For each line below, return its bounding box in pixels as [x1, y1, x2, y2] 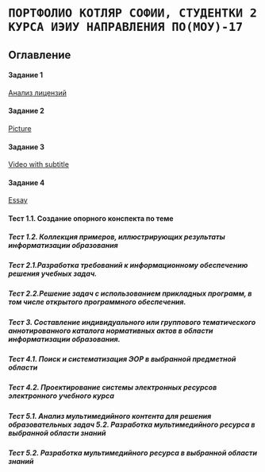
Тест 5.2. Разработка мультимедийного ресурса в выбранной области [8, 448, 258, 458]
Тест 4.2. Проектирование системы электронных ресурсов [8, 383, 217, 393]
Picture [8, 123, 32, 133]
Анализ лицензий [8, 87, 67, 97]
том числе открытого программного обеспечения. [8, 297, 186, 307]
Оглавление [8, 48, 71, 61]
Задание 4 [8, 177, 45, 188]
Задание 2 [8, 106, 45, 116]
